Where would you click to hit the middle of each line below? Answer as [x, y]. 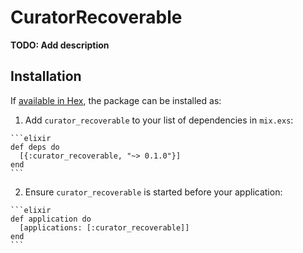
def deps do [35, 147]
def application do [51, 219]
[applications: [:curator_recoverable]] [104, 227]
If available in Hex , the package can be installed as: [116, 100]
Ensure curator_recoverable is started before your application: [153, 192]
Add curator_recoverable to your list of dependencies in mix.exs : [159, 120]
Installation [46, 76]
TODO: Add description [60, 45]
